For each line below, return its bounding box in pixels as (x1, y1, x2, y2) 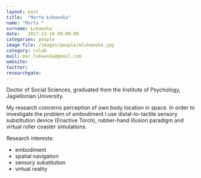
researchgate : (6, 70, 42, 76)
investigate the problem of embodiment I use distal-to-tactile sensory (6, 111, 178, 118)
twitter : (6, 64, 28, 70)
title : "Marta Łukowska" (6, 14, 71, 20)
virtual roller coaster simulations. (6, 123, 87, 130)
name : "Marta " (6, 20, 44, 26)
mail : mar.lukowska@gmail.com (6, 53, 82, 59)
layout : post (6, 8, 39, 15)
